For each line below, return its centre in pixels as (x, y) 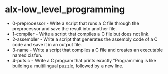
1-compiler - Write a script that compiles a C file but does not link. (81, 34)
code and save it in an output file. (47, 44)
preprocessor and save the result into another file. (64, 28)
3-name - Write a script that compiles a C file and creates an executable (88, 50)
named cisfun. (27, 55)
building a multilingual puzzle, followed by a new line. (68, 66)
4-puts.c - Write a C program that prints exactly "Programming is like (84, 60)
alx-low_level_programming (65, 9)
